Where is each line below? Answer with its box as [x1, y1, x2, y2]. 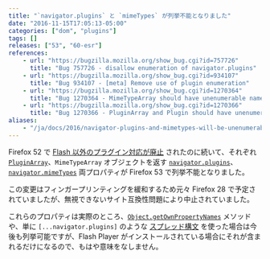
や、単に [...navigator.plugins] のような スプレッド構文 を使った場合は [8, 221, 251, 231]
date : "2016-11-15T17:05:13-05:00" [8, 19, 128, 27]
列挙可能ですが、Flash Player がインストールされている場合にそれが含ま [22, 231, 261, 241]
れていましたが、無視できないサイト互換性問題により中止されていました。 [8, 194, 255, 203]
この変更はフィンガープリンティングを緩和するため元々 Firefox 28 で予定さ [8, 184, 256, 194]
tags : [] [8, 34, 38, 43]
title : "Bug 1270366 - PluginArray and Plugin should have [29, 109, 231, 117]
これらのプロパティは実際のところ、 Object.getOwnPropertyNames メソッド [8, 211, 252, 221]
